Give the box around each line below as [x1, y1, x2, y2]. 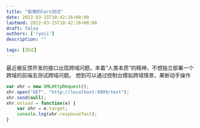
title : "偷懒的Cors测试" [6, 8, 64, 15]
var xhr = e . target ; [17, 105, 68, 112]
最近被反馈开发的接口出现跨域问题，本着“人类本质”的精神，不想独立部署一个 [6, 64, 194, 71]
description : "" [6, 36, 47, 42]
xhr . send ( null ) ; [6, 95, 47, 101]
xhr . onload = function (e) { [6, 100, 76, 106]
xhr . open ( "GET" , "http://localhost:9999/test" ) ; [6, 89, 130, 95]
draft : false [6, 25, 39, 32]
